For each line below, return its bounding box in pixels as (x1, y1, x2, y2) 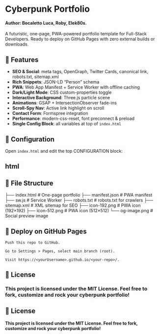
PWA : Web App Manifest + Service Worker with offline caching (12, 84, 140, 90)
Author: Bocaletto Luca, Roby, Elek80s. (5, 20, 87, 26)
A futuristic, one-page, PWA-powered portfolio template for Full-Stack (5, 31, 147, 37)
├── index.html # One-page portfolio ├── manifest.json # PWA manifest (5, 192, 153, 198)
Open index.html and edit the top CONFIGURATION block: (5, 148, 123, 154)
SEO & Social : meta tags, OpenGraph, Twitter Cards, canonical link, (12, 69, 149, 75)
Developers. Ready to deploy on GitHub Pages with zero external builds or (5, 36, 156, 42)
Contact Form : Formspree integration (12, 111, 88, 116)
